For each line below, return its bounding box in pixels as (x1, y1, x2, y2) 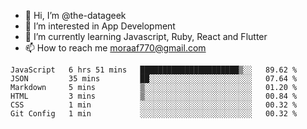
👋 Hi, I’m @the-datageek (24, 10, 127, 21)
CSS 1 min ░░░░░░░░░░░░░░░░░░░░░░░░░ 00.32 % (10, 100, 298, 110)
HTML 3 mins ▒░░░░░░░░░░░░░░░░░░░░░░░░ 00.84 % (10, 91, 298, 101)
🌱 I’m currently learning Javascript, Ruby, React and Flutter (24, 31, 268, 42)
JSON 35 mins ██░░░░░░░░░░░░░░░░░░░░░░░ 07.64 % (10, 74, 298, 84)
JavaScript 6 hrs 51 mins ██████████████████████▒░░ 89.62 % (10, 65, 298, 75)
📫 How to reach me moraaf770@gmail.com (24, 42, 207, 54)
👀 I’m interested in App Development (24, 20, 176, 32)
